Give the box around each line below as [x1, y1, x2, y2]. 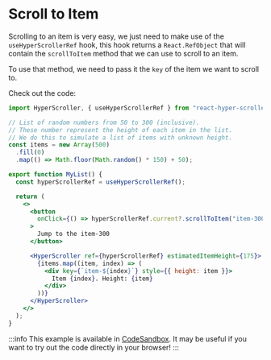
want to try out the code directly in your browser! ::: [8, 342, 180, 352]
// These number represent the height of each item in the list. [8, 126, 232, 134]
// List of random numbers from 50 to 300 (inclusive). [8, 118, 200, 126]
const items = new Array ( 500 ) [8, 141, 110, 149]
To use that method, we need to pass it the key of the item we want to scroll [8, 64, 260, 73]
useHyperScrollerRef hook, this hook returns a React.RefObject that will [8, 39, 246, 49]
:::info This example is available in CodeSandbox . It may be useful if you [8, 333, 248, 343]
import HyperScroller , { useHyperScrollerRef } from [8, 104, 190, 112]
